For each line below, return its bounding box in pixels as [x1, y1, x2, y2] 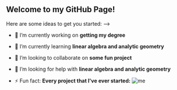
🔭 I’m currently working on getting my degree [14, 32, 126, 39]
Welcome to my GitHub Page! [6, 5, 115, 15]
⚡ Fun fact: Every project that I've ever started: [14, 77, 131, 84]
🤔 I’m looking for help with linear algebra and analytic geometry [14, 65, 171, 72]
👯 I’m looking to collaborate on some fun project [14, 54, 132, 61]
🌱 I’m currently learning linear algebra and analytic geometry [14, 43, 165, 50]
